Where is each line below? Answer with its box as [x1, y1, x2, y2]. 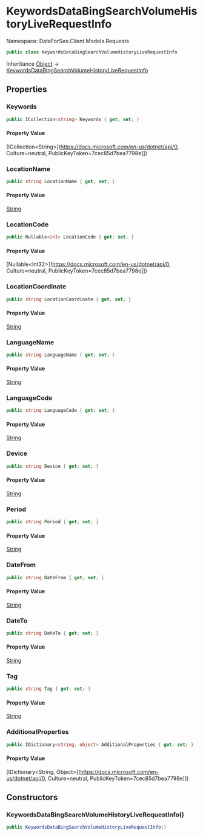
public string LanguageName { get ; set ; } [6, 352, 115, 358]
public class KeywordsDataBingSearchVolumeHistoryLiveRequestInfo [6, 49, 178, 55]
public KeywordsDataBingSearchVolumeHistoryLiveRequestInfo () [6, 824, 167, 831]
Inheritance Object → [6, 60, 59, 68]
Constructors [6, 792, 58, 803]
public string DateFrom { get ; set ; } [6, 574, 104, 580]
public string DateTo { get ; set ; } [6, 630, 99, 636]
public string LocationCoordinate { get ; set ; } [6, 296, 131, 302]
